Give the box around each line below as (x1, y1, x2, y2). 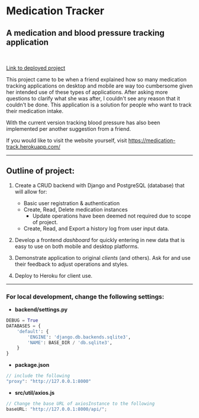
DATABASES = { (6, 323, 41, 329)
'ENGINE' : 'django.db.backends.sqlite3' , (27, 334, 131, 340)
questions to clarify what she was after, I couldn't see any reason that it (6, 95, 181, 102)
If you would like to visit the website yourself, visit (6, 137, 127, 144)
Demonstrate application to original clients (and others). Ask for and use (14, 254, 191, 261)
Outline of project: (6, 166, 75, 176)
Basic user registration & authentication (23, 199, 120, 206)
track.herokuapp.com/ (6, 143, 61, 150)
